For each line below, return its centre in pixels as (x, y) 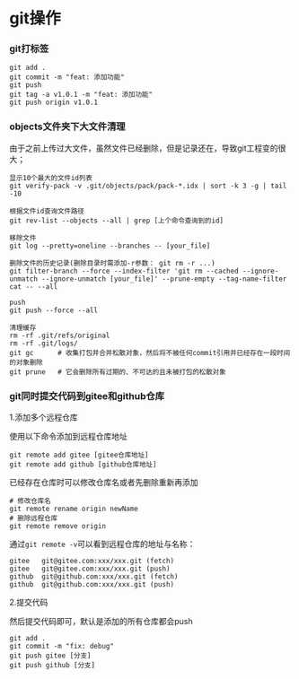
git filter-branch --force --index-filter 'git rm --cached (124, 271)
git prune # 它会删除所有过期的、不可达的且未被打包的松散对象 (118, 372)
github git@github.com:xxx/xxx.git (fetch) (94, 577)
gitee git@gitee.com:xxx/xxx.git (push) (90, 569)
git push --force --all (54, 310)
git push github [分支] (53, 666)
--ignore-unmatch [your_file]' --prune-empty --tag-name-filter (164, 279)
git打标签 (29, 48)
